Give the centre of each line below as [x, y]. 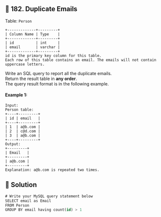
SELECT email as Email [28, 201]
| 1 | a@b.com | [23, 127]
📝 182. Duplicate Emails [41, 9]
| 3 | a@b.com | [23, 136]
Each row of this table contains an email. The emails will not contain [81, 60]
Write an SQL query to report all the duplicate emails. [58, 73]
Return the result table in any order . [41, 79]
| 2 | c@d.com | [23, 131]
